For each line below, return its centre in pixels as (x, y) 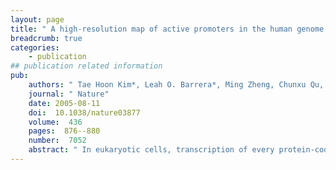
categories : (35, 47)
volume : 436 (55, 122)
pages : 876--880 (64, 131)
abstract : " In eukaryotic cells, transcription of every (151, 150)
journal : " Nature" (69, 94)
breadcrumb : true (46, 38)
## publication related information (86, 66)
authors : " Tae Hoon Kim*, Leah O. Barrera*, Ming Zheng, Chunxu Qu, (176, 85)
